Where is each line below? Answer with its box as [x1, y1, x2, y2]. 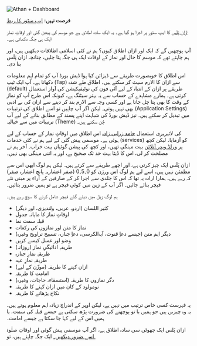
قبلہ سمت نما [15, 218, 45, 224]
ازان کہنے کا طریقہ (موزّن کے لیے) [15, 263, 88, 270]
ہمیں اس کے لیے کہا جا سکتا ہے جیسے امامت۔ [6, 314, 104, 321]
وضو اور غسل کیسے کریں [15, 237, 72, 243]
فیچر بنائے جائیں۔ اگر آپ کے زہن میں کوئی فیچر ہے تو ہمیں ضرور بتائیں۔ [6, 181, 161, 188]
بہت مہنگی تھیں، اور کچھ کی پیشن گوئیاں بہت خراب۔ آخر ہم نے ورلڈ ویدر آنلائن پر [6, 143, 183, 150]
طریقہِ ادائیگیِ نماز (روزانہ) [15, 243, 73, 250]
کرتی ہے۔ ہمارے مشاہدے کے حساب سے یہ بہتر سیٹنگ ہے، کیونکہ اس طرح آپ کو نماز [6, 91, 186, 99]
